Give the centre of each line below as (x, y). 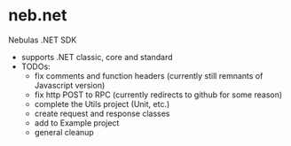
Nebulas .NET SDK (43, 40)
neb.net (38, 15)
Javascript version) (70, 85)
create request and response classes (102, 113)
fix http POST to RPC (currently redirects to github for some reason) (158, 95)
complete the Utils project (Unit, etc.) (102, 104)
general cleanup (64, 132)
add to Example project (77, 123)
